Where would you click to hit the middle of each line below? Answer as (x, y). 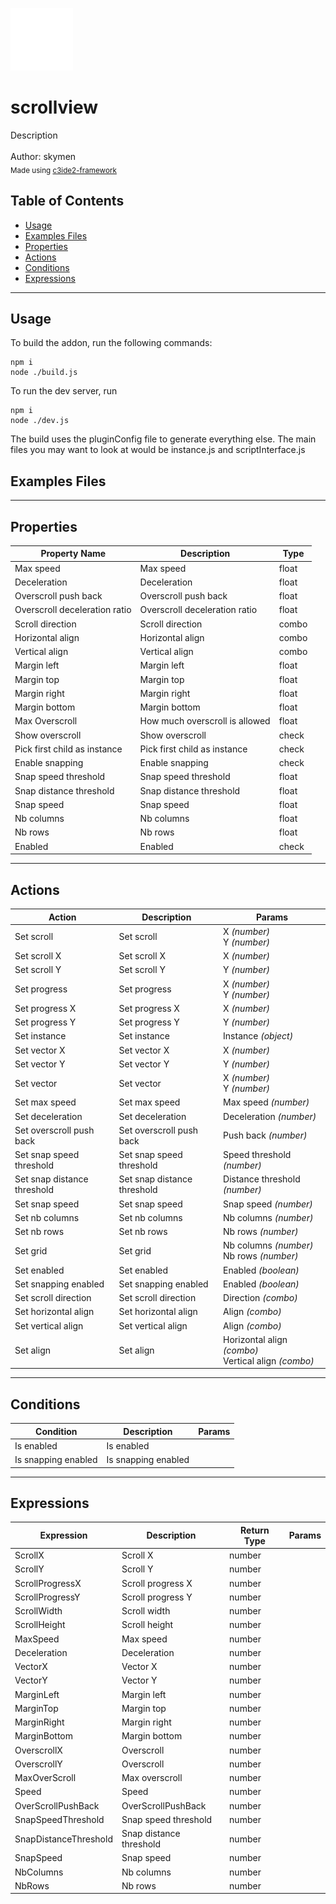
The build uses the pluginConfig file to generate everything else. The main (163, 439)
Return (255, 1530)
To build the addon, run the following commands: (111, 343)
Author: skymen (43, 156)
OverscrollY (38, 1764)
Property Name (73, 554)
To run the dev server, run (64, 391)
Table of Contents (67, 201)
